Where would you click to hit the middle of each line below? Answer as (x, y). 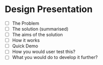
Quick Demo (25, 46)
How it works (26, 40)
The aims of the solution (37, 35)
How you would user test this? (44, 52)
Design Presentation (49, 9)
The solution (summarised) (40, 29)
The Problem (25, 23)
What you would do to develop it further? (55, 57)
